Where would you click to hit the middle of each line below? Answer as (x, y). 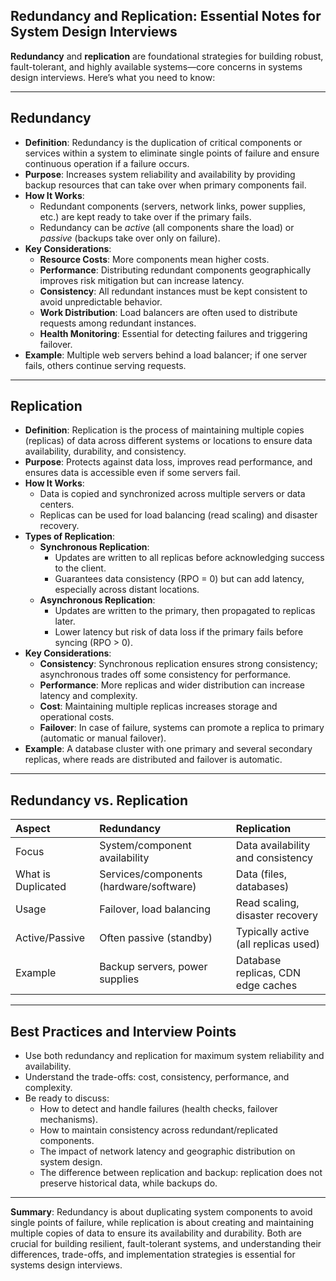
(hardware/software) (148, 887)
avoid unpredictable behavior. (101, 301)
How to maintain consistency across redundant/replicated (158, 1130)
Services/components (151, 874)
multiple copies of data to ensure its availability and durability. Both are (156, 1233)
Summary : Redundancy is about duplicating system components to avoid (161, 1212)
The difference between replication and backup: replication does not (181, 1173)
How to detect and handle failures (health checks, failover (158, 1109)
